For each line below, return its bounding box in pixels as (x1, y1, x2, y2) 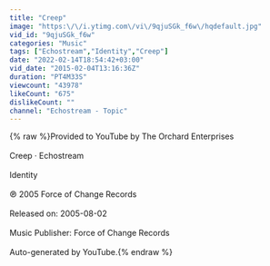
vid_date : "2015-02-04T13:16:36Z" (9, 64, 141, 74)
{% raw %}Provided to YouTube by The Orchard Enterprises (9, 131, 235, 142)
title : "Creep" (9, 13, 67, 23)
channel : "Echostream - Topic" (9, 106, 128, 115)
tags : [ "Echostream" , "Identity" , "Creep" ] (9, 47, 169, 56)
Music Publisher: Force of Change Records (9, 228, 170, 239)
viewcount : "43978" (9, 81, 84, 90)
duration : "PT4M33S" (9, 73, 88, 82)
